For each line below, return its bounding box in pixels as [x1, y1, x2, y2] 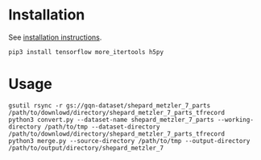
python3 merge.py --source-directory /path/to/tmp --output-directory [8, 137, 251, 145]
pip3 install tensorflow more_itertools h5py [8, 48, 164, 56]
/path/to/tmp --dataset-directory [43, 123, 160, 131]
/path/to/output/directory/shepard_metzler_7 [8, 144, 164, 152]
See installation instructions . [8, 32, 102, 42]
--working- [217, 116, 254, 124]
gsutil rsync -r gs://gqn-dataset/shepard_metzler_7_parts [8, 101, 211, 110]
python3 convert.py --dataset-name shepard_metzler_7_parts [8, 116, 215, 124]
